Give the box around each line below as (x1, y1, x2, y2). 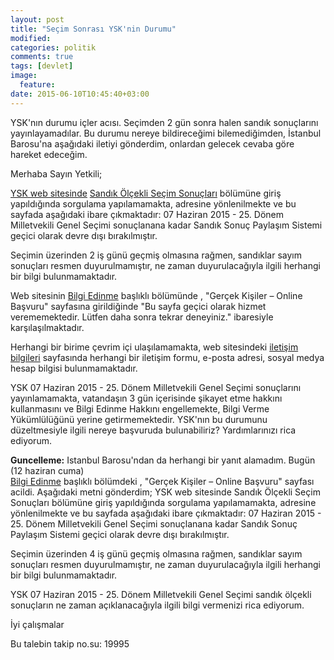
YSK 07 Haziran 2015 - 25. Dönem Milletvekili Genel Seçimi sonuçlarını (10, 381, 302, 393)
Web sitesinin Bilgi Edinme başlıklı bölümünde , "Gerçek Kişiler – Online (10, 289, 303, 301)
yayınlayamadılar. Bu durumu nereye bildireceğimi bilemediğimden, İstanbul (10, 127, 322, 139)
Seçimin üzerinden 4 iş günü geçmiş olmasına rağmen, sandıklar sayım (10, 547, 303, 560)
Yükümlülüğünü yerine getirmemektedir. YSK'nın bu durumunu (10, 413, 268, 425)
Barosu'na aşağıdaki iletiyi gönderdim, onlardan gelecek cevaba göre (10, 137, 295, 150)
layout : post (10, 14, 65, 25)
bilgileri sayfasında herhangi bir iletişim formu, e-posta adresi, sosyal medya (10, 351, 325, 363)
